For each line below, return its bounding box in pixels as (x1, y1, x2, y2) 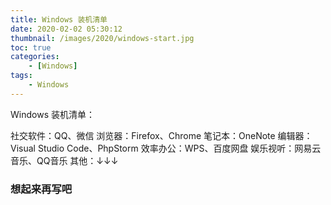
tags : (10, 71, 33, 81)
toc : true (10, 42, 52, 53)
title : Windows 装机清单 (10, 14, 108, 25)
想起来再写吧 (10, 182, 73, 196)
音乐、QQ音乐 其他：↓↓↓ (10, 154, 119, 166)
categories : (10, 52, 60, 62)
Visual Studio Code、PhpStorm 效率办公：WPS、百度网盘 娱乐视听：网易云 (10, 142, 322, 154)
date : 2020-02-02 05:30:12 (10, 24, 123, 34)
